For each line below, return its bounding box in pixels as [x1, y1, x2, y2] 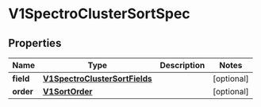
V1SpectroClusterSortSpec [8, 5, 190, 23]
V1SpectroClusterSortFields [42, 73, 152, 84]
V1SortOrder [42, 86, 93, 97]
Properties [8, 36, 62, 50]
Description [159, 60, 205, 71]
